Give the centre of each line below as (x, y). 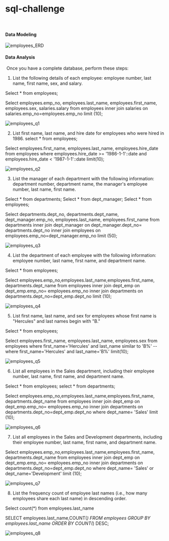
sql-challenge (35, 9)
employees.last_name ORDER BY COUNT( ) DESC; (57, 523)
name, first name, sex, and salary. (48, 83)
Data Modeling (21, 34)
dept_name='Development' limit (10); (44, 474)
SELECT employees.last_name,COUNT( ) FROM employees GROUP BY (78, 518)
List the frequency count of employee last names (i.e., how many (80, 493)
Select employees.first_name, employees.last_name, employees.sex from (81, 341)
